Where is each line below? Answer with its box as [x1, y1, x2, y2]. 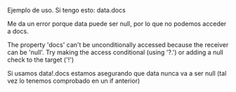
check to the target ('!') [7, 55, 74, 64]
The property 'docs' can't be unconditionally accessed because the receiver [7, 41, 229, 48]
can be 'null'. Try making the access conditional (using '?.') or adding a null [7, 48, 223, 56]
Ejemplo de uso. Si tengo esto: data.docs [7, 6, 126, 14]
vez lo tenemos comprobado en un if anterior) [7, 77, 140, 85]
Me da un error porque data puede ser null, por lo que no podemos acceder [7, 20, 227, 27]
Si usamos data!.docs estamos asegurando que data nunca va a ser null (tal [7, 70, 227, 77]
